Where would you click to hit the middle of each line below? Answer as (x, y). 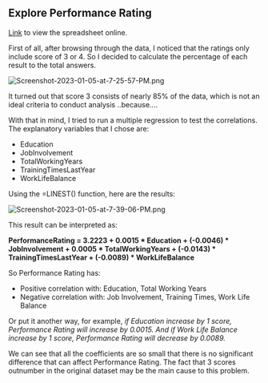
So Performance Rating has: (55, 272)
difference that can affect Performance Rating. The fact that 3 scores (122, 362)
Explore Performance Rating (80, 13)
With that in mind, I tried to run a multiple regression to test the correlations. (133, 120)
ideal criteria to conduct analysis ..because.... (83, 104)
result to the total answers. (52, 65)
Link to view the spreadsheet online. (68, 32)
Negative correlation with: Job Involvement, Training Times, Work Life (135, 296)
